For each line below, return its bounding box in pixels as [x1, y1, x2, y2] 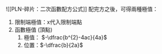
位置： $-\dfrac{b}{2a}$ [23, 42, 83, 48]
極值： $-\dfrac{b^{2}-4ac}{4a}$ [23, 34, 108, 41]
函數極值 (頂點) [14, 26, 53, 33]
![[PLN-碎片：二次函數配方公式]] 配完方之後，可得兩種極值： [6, 6, 158, 12]
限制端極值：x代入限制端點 [14, 18, 83, 26]
